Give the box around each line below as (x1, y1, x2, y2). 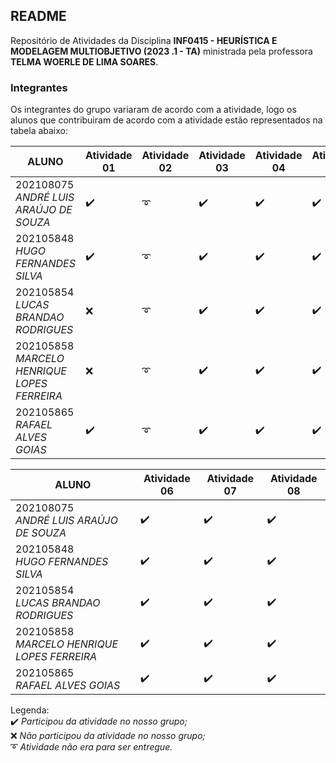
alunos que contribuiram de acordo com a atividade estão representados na (10, 114, 323, 126)
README (10, 8, 67, 25)
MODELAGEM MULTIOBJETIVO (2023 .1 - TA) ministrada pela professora (10, 45, 313, 57)
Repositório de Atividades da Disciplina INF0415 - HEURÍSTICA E (10, 34, 278, 46)
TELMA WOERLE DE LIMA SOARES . (10, 55, 159, 68)
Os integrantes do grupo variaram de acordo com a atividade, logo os (10, 104, 297, 116)
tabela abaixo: (10, 125, 69, 137)
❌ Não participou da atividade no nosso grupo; (10, 730, 206, 742)
